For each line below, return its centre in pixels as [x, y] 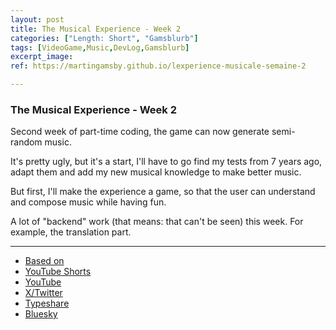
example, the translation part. [71, 232]
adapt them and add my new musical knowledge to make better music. [156, 172]
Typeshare [47, 303]
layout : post [37, 19]
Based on [44, 261]
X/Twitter [43, 293]
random [26, 142]
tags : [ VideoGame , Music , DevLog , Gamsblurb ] [100, 47]
